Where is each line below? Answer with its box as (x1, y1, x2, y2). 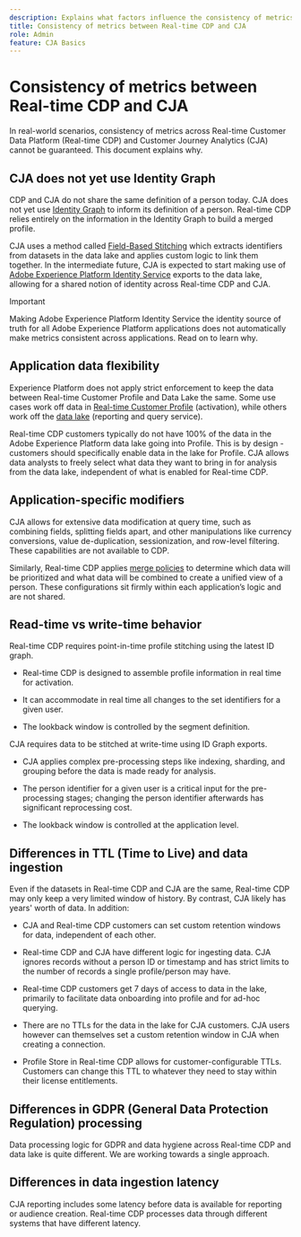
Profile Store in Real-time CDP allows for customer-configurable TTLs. (21, 1057, 282, 1067)
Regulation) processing (9, 1115, 143, 1131)
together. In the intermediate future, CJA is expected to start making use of (9, 259, 287, 270)
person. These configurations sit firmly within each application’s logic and (9, 581, 282, 592)
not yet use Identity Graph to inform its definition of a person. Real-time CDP (9, 204, 291, 215)
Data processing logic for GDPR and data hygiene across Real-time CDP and (9, 1139, 291, 1150)
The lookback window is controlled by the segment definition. (21, 722, 251, 733)
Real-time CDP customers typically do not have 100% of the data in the (9, 428, 271, 439)
